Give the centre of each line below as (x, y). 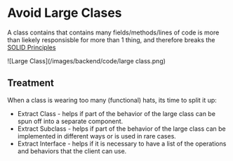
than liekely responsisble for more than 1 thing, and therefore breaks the (111, 39)
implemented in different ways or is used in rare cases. (97, 136)
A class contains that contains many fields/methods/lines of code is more (113, 32)
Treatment (31, 83)
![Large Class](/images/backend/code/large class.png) (87, 60)
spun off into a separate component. (70, 121)
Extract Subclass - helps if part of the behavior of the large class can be (121, 129)
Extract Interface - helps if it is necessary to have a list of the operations (122, 143)
